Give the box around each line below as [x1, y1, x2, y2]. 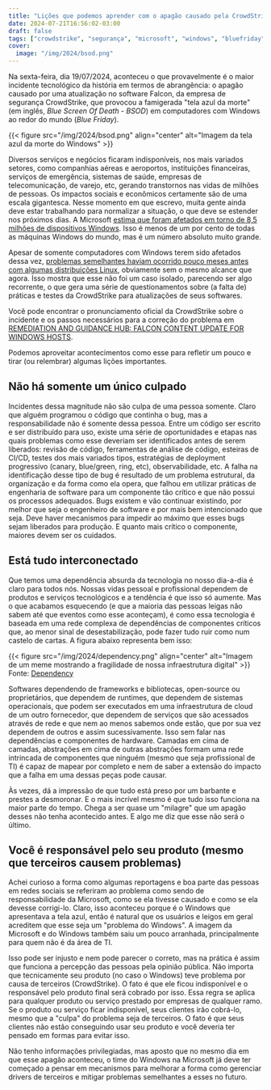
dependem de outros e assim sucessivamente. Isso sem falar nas [8, 727, 226, 736]
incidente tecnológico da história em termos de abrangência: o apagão [8, 80, 244, 90]
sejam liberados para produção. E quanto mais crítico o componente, [8, 521, 238, 531]
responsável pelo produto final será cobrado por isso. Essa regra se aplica [8, 988, 256, 998]
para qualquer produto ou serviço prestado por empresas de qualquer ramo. [8, 996, 263, 1006]
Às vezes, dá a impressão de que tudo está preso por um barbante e [8, 786, 236, 795]
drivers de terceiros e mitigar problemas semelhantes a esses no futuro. [8, 1072, 248, 1082]
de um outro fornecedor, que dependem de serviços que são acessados [8, 710, 249, 719]
